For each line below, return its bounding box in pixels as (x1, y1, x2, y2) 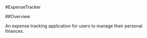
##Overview (5, 14, 31, 19)
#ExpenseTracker (5, 4, 41, 10)
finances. (5, 28, 24, 34)
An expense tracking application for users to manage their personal (5, 23, 143, 29)
